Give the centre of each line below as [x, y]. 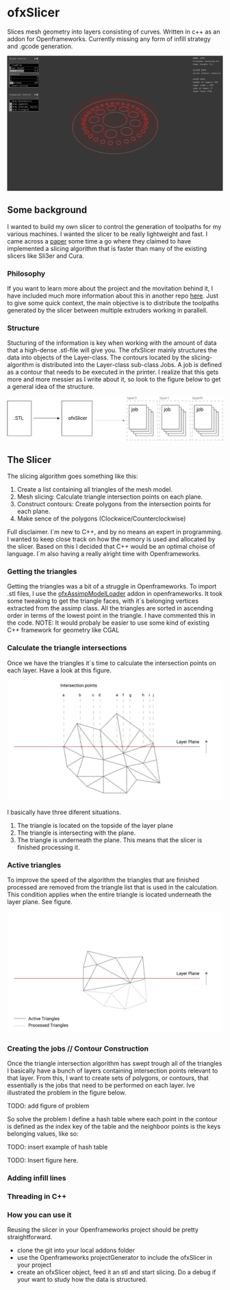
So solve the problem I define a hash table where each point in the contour [112, 1119]
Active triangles [34, 865]
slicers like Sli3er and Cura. [46, 256]
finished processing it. [48, 848]
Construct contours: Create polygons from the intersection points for [114, 504]
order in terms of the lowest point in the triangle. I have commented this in [111, 616]
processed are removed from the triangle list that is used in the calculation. [113, 887]
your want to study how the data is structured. [82, 1280]
